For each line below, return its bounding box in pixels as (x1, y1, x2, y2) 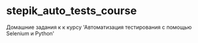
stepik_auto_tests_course (6, 4, 137, 18)
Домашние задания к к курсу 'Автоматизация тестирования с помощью (6, 24, 192, 31)
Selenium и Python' (6, 29, 55, 37)
